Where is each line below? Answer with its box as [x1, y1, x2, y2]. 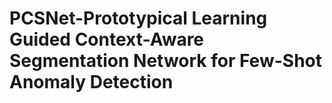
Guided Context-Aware [9, 28, 205, 51]
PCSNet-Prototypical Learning [9, 7, 268, 30]
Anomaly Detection [9, 71, 174, 94]
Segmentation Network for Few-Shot [9, 50, 322, 72]
